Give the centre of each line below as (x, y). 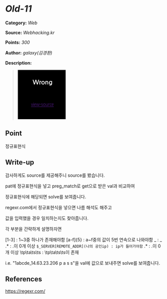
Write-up (20, 162)
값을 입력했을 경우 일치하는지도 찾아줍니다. (47, 218)
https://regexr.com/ (25, 291)
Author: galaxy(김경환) (29, 53)
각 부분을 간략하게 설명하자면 (33, 229)
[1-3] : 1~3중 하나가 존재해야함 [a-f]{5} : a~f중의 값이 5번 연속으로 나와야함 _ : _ (84, 239)
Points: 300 (18, 42)
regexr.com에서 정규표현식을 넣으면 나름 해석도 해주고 (59, 207)
